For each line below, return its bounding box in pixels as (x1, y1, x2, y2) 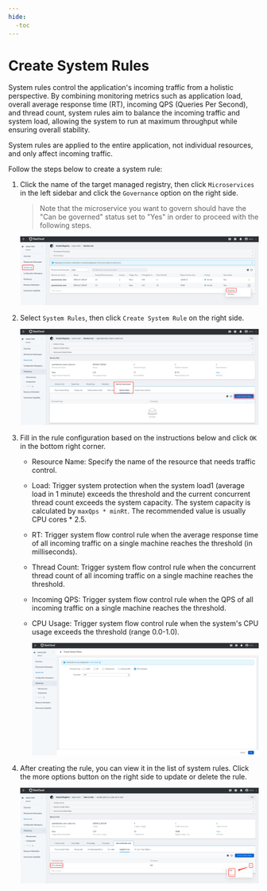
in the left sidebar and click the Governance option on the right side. (19, 188, 238, 198)
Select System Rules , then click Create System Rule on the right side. (19, 313, 245, 322)
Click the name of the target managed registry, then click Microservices (19, 180, 255, 190)
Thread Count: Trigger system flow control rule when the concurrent (31, 562, 257, 573)
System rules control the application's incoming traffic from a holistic (8, 83, 234, 92)
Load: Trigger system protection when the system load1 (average (31, 481, 245, 490)
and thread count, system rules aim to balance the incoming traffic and (8, 108, 241, 118)
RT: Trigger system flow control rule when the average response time (31, 530, 259, 540)
